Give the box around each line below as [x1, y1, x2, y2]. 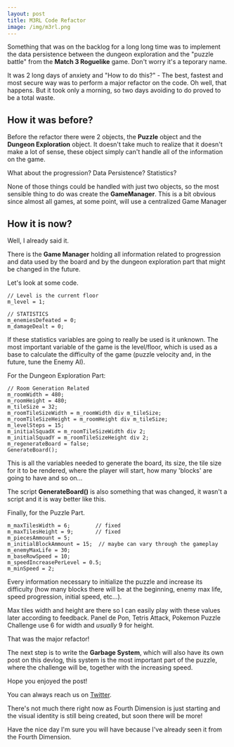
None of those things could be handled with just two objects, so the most [7, 182, 219, 191]
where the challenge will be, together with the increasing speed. [7, 663, 193, 672]
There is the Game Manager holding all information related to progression [7, 250, 221, 258]
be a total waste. [7, 94, 56, 102]
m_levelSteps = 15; [7, 422, 65, 429]
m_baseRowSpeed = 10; [7, 553, 71, 560]
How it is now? [7, 217, 72, 229]
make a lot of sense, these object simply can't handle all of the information [7, 148, 223, 156]
